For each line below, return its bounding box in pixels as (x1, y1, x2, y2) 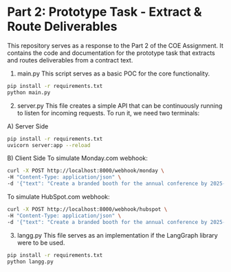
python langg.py (7, 258, 54, 265)
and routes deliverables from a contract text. (7, 56, 133, 64)
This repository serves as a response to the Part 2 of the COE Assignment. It (7, 41, 223, 49)
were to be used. (16, 238, 65, 247)
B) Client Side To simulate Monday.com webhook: (7, 154, 148, 162)
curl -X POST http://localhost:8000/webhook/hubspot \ (7, 206, 168, 213)
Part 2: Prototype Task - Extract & (7, 4, 202, 20)
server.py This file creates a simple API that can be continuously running (16, 101, 223, 110)
